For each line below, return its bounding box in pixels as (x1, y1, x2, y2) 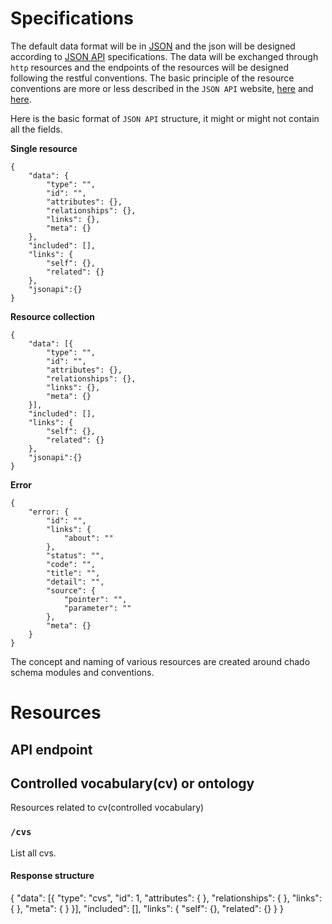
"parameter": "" (63, 603, 132, 613)
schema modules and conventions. (10, 666, 155, 678)
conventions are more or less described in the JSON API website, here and (10, 82, 314, 94)
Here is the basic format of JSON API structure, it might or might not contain (10, 112, 320, 124)
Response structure (10, 870, 95, 882)
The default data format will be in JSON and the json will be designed (10, 40, 296, 52)
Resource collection (10, 310, 95, 322)
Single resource (10, 142, 78, 154)
